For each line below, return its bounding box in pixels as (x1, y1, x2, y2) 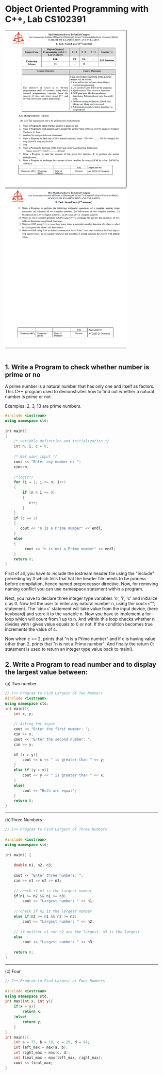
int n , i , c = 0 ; (14, 444, 49, 449)
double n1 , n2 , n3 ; (14, 863, 53, 868)
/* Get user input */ (14, 454, 57, 459)
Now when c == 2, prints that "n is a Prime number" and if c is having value (5, 636, 156, 642)
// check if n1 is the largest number (14, 888, 92, 893)
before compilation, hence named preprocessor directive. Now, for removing (5, 581, 158, 587)
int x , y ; (14, 711, 34, 716)
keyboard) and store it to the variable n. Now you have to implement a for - (5, 611, 154, 617)
